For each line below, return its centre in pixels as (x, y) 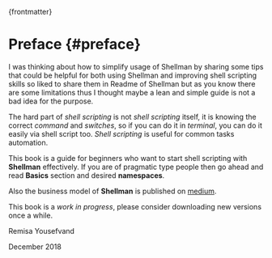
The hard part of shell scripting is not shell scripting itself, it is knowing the (132, 116)
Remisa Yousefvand (42, 231)
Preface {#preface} (75, 44)
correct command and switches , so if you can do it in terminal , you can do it (136, 125)
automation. (28, 142)
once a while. (31, 215)
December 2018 (35, 247)
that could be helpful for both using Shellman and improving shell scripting (133, 75)
